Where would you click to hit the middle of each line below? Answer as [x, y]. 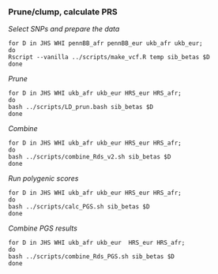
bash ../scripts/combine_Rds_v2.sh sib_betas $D [90, 157]
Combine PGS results [43, 228]
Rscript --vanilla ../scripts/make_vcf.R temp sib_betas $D [109, 58]
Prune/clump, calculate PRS [63, 12]
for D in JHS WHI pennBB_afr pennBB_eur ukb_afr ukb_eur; [105, 43]
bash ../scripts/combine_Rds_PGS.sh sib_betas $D [92, 257]
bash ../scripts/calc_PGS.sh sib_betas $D [79, 207]
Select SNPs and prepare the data [64, 29]
